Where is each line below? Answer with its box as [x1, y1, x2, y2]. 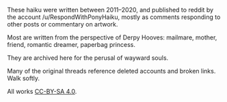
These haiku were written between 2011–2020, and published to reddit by [7, 6, 214, 14]
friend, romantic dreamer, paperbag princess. [7, 41, 135, 48]
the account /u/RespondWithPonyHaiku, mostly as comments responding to [7, 13, 221, 21]
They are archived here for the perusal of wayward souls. [7, 54, 169, 62]
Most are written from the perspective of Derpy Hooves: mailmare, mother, [7, 33, 217, 41]
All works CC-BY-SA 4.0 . [7, 88, 77, 95]
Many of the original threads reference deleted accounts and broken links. [7, 67, 216, 75]
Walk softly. [7, 74, 40, 82]
